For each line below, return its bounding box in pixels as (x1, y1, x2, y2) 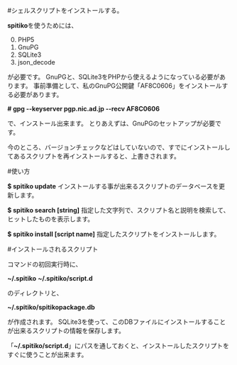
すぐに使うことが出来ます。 (7, 350, 88, 359)
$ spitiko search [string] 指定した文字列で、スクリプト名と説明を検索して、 (7, 206, 230, 214)
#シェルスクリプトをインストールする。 (7, 6, 123, 14)
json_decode (17, 58, 55, 66)
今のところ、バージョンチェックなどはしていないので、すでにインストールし (7, 143, 231, 151)
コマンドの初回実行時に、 (7, 260, 82, 268)
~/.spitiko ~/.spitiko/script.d (7, 274, 94, 282)
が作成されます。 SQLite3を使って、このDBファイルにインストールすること (7, 318, 226, 326)
